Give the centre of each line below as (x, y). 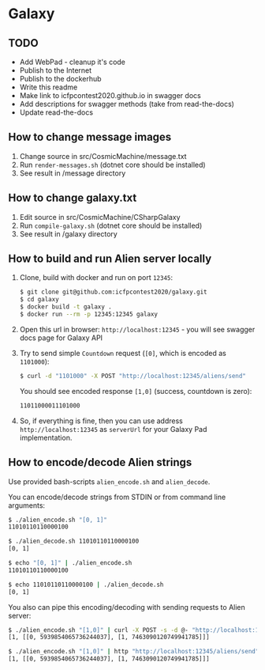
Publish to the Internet (56, 70)
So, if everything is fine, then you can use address (101, 421)
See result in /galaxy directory (69, 233)
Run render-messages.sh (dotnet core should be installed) (113, 165)
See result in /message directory (73, 173)
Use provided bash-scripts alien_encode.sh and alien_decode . (109, 481)
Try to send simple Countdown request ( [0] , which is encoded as (123, 353)
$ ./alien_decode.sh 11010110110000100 (74, 541)
